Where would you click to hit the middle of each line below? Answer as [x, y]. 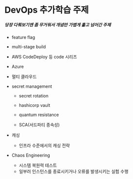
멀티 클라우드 [24, 77]
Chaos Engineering [31, 155]
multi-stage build [29, 47]
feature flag [23, 38]
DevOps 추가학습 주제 [47, 10]
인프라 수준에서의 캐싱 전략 [44, 146]
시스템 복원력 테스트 [38, 165]
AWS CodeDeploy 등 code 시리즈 [44, 57]
